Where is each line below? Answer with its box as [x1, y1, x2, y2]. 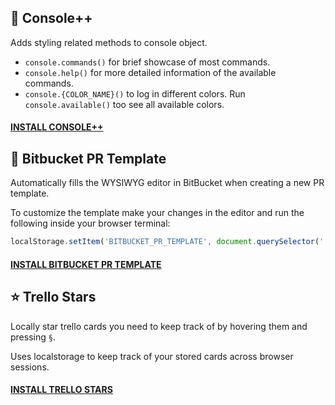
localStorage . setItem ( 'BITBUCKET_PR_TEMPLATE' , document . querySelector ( [10, 237, 320, 247]
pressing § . [10, 331, 56, 343]
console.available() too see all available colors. [24, 98, 225, 110]
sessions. [10, 361, 50, 373]
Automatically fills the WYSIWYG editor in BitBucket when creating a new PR [10, 177, 325, 189]
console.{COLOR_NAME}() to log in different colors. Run [24, 87, 246, 100]
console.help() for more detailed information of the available [24, 66, 277, 78]
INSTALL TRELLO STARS [10, 384, 113, 396]
